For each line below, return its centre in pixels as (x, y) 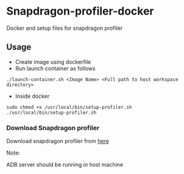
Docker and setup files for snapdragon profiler (65, 28)
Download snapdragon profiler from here (58, 141)
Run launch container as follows (55, 68)
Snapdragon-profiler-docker (80, 11)
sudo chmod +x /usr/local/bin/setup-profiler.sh (69, 107)
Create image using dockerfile (53, 61)
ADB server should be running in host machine (65, 165)
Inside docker (32, 96)
